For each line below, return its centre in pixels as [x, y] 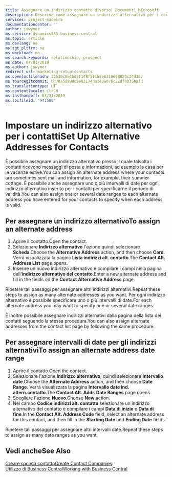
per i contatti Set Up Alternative [73, 137]
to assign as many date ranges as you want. [52, 435]
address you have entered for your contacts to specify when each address [84, 199]
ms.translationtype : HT [31, 86]
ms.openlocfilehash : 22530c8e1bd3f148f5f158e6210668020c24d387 [74, 77]
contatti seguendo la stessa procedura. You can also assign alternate [78, 321]
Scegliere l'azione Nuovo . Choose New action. [61, 398]
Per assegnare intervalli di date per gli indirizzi [81, 342]
